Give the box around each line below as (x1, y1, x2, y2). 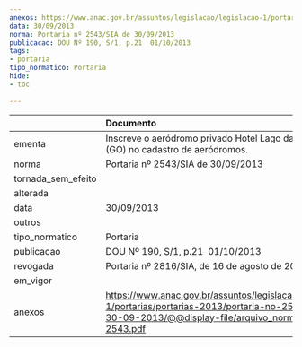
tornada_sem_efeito (13, 172, 97, 185)
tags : (9, 47, 30, 56)
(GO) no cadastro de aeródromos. (105, 143, 249, 155)
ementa (13, 137, 47, 150)
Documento (105, 117, 157, 129)
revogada (13, 259, 54, 272)
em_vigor (13, 274, 52, 287)
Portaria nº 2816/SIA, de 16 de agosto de (105, 259, 282, 272)
